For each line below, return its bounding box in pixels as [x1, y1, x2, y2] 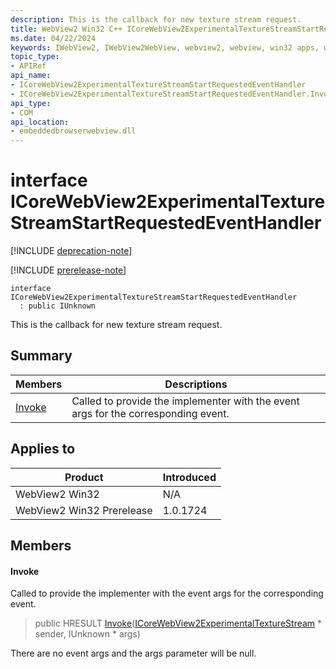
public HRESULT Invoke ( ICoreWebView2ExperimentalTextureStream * [34, 617, 323, 630]
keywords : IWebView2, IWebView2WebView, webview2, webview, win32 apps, [10, 42, 320, 53]
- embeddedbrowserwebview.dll [10, 126, 137, 136]
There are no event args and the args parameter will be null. [10, 647, 257, 660]
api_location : [10, 117, 70, 127]
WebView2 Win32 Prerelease [15, 503, 153, 517]
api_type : [10, 98, 52, 108]
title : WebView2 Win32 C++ [10, 24, 123, 34]
